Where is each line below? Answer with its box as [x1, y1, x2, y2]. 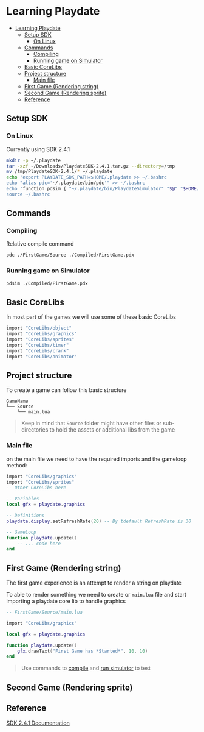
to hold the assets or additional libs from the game [49, 426, 175, 433]
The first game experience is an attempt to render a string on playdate [6, 579, 182, 586]
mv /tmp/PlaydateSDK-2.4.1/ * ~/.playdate [6, 169, 113, 175]
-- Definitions [6, 513, 45, 519]
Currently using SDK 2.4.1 [6, 145, 70, 153]
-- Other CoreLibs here [6, 485, 67, 491]
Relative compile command [6, 240, 74, 247]
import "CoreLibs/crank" [6, 347, 69, 354]
